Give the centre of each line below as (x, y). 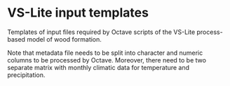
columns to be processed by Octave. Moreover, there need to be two (107, 60)
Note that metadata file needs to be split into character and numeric (105, 53)
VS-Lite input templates (78, 13)
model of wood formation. (64, 39)
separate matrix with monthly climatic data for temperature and (99, 67)
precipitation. (26, 75)
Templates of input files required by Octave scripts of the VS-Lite (101, 32)
